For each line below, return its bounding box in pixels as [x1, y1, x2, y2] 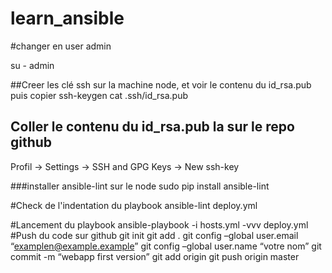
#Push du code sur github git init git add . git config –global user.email [10, 229, 299, 241]
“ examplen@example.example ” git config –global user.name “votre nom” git [10, 240, 322, 252]
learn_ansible [10, 7, 125, 30]
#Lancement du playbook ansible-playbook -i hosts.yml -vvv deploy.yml [10, 218, 309, 231]
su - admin [10, 59, 55, 71]
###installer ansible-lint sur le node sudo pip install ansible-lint [10, 180, 270, 192]
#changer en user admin [10, 40, 112, 52]
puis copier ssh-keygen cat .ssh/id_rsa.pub [10, 89, 189, 101]
